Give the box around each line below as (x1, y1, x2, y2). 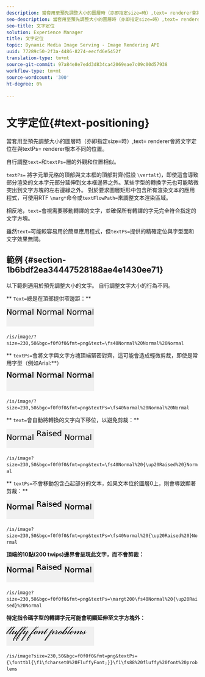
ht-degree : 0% (6, 81, 43, 87)
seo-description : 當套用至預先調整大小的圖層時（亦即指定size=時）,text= (6, 16, 179, 23)
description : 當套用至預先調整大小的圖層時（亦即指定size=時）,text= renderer (6, 10, 192, 16)
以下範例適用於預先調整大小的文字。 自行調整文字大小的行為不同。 (6, 282, 174, 289)
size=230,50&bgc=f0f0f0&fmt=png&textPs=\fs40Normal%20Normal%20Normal (6, 404, 190, 411)
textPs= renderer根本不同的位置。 (22, 145, 108, 153)
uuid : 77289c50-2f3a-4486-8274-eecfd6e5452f (6, 49, 121, 55)
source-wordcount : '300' (6, 74, 70, 81)
